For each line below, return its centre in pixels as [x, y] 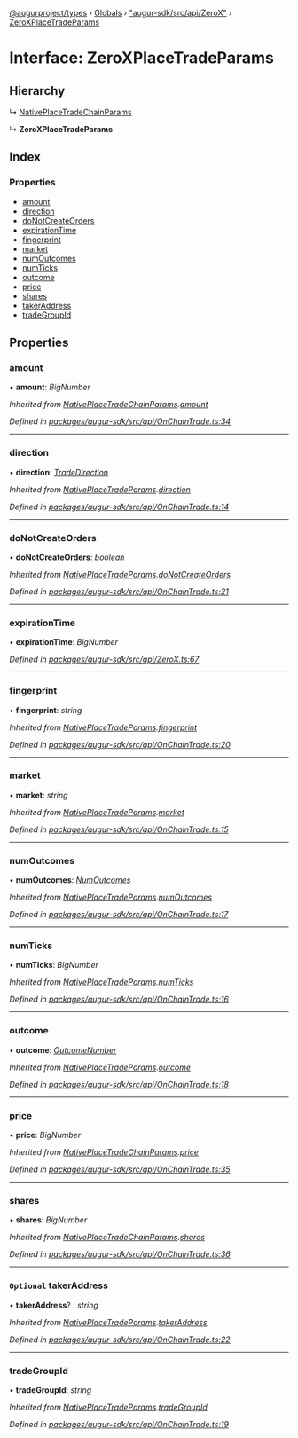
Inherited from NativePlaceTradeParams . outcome [100, 1067]
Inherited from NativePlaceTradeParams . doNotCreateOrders [120, 574]
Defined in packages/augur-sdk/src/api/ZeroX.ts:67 [104, 659]
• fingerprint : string [46, 710]
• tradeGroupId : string [51, 1390]
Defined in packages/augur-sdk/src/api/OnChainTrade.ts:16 [119, 999]
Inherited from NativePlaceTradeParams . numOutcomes [111, 897]
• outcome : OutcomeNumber [63, 1049]
